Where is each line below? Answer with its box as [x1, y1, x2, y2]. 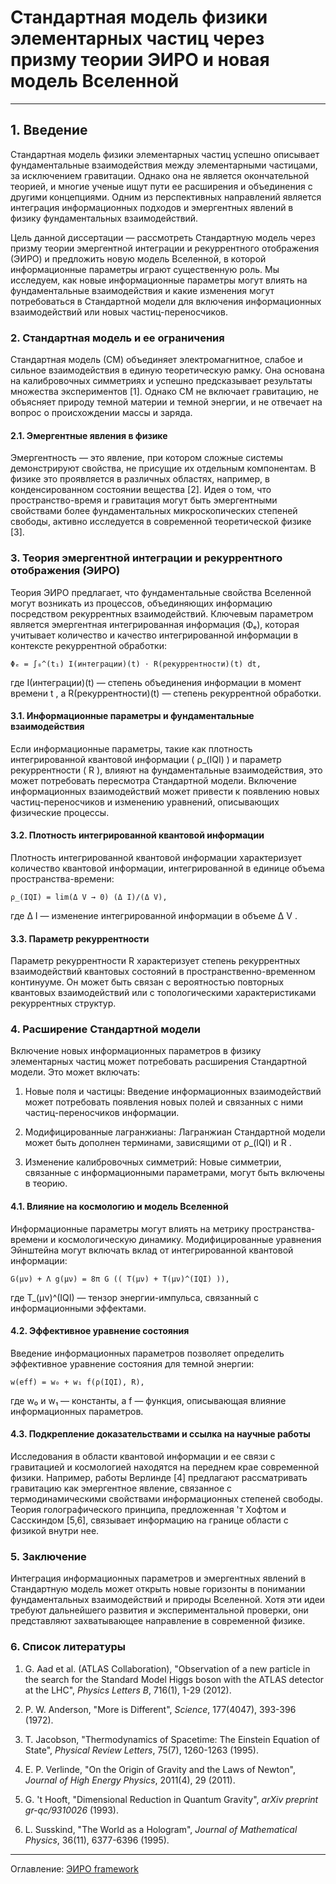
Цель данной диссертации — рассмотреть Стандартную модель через [10, 231, 316, 243]
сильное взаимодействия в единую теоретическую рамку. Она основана [10, 364, 325, 376]
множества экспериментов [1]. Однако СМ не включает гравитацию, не [10, 386, 320, 398]
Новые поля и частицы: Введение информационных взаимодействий [24, 1086, 322, 1098]
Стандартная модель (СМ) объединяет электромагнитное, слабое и [10, 354, 303, 366]
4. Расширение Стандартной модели [10, 1022, 201, 1036]
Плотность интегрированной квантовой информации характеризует [10, 851, 303, 863]
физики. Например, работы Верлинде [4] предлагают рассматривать [10, 1472, 308, 1484]
